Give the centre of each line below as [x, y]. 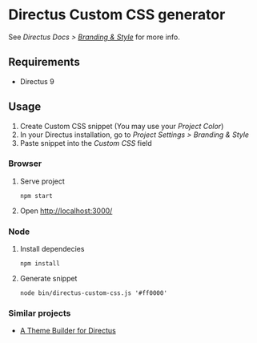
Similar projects [40, 313]
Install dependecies [52, 249]
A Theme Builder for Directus [68, 331]
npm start [36, 196]
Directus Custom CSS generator [117, 15]
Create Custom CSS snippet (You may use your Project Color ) [122, 126]
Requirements [44, 62]
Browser [25, 163]
